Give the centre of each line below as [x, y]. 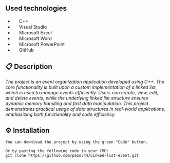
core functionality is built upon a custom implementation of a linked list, [81, 87]
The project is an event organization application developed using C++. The [85, 81]
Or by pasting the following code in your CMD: [57, 151]
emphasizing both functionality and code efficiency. [61, 114]
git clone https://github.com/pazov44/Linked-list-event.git [72, 156]
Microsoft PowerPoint [42, 44]
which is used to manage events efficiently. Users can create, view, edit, [82, 92]
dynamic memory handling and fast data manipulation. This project [77, 103]
